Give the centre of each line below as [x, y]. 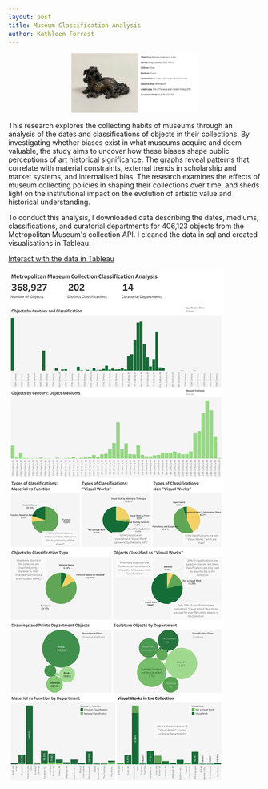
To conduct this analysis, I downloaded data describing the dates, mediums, [134, 217]
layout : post [30, 17]
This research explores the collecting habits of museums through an [121, 125]
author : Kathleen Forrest [51, 34]
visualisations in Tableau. [50, 243]
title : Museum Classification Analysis [75, 25]
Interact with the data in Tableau [61, 258]
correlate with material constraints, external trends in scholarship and [123, 167]
